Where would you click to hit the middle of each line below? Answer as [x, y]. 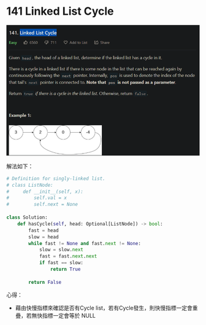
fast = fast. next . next [68, 256]
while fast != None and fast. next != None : [85, 243]
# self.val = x [37, 198]
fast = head [44, 230]
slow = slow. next [61, 250]
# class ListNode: [30, 185]
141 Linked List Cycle [60, 11]
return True [65, 269]
